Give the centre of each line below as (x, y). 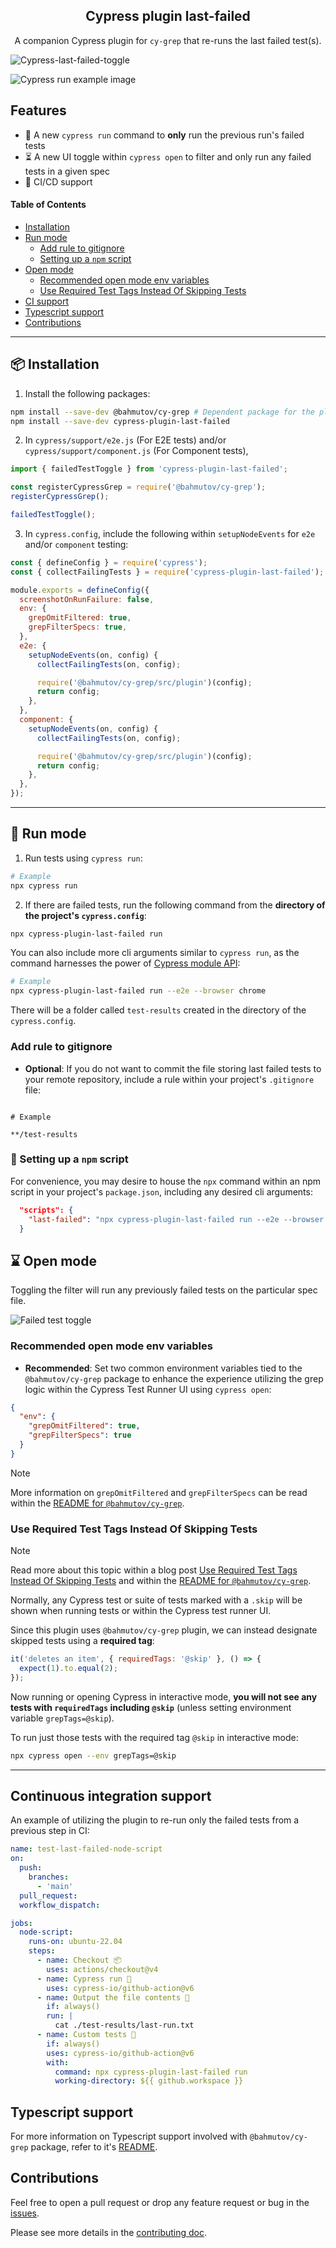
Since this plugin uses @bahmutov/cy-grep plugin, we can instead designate (164, 1630)
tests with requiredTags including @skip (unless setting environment (151, 1707)
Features (38, 110)
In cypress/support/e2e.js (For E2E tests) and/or (125, 440)
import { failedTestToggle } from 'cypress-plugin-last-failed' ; (149, 469)
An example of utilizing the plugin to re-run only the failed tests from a (155, 1820)
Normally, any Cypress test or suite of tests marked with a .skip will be (156, 1600)
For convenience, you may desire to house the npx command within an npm (165, 1181)
